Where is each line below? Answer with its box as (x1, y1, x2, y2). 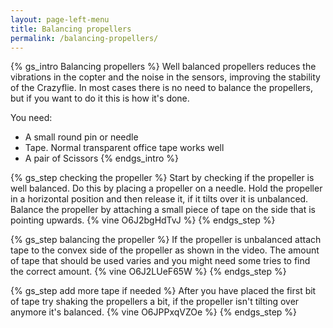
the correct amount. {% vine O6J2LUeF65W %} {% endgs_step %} (10, 266, 287, 278)
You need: (10, 112, 53, 124)
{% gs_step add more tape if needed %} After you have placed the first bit (10, 285, 317, 297)
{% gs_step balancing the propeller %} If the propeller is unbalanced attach (10, 234, 322, 246)
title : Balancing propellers (10, 24, 132, 34)
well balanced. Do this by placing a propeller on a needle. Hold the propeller (10, 182, 323, 195)
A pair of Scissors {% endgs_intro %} (24, 152, 180, 165)
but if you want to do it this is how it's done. (10, 92, 190, 105)
